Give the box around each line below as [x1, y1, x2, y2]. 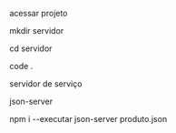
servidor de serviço [9, 78, 83, 89]
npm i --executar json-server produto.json [9, 114, 168, 124]
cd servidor [9, 43, 53, 54]
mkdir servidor [9, 26, 64, 36]
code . [9, 61, 34, 71]
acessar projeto [9, 8, 68, 18]
